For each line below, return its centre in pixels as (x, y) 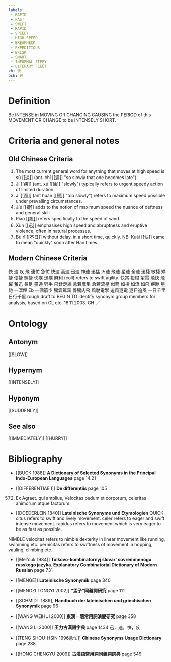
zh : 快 (15, 71)
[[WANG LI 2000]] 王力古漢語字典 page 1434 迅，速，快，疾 (78, 627)
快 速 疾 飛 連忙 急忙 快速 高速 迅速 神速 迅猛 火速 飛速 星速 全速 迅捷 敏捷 (84, 271)
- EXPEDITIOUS (25, 48)
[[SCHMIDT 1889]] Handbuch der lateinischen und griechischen (83, 601)
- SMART (18, 57)
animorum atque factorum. (43, 503)
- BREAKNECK (23, 43)
